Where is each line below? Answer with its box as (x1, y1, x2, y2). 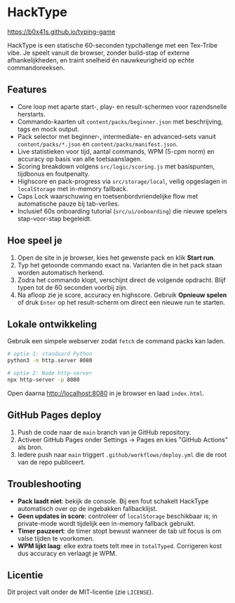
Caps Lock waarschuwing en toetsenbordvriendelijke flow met (17, 192, 199, 200)
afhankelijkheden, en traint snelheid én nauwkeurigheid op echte (7, 55, 194, 64)
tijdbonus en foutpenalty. (17, 169, 90, 178)
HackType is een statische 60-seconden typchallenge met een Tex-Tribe (7, 41, 217, 49)
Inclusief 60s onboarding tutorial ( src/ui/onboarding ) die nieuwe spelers (17, 206, 228, 215)
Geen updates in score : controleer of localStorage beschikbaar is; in (17, 512, 217, 520)
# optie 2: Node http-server (7, 370, 93, 377)
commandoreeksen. (7, 63, 65, 72)
